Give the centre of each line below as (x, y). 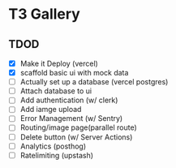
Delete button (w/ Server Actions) (76, 137)
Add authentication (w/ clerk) (69, 100)
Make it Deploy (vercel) (59, 63)
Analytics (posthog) (53, 146)
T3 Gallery (45, 14)
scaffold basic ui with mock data (74, 73)
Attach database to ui (56, 91)
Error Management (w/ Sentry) (71, 118)
